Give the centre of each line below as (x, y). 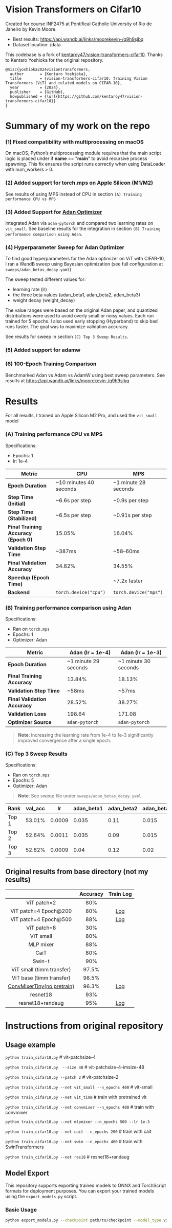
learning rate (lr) (30, 290)
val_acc (35, 809)
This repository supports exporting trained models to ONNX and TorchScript (86, 1185)
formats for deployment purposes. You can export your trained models (80, 1191)
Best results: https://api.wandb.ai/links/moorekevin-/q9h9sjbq (78, 39)
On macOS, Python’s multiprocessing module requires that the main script (83, 153)
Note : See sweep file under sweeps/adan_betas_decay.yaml (80, 796)
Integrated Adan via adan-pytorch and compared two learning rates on (79, 223)
